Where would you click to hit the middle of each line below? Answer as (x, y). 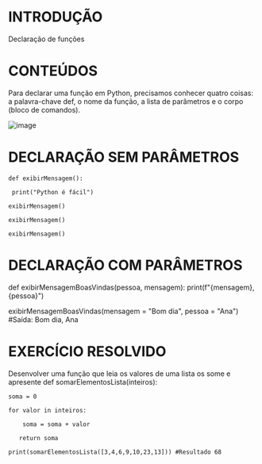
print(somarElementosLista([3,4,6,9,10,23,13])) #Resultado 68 (115, 452)
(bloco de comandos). (44, 109)
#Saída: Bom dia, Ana (43, 319)
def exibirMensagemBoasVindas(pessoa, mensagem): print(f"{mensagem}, (131, 287)
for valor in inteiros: (48, 410)
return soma (39, 438)
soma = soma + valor (56, 424)
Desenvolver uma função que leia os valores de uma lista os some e (119, 374)
